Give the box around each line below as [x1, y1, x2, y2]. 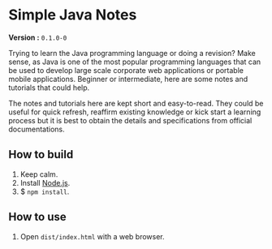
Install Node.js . [19, 178, 71, 187]
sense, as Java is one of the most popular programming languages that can [8, 57, 261, 67]
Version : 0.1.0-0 [8, 32, 67, 42]
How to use [8, 210, 67, 224]
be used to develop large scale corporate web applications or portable [8, 65, 244, 75]
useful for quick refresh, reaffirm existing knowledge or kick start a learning [8, 107, 261, 117]
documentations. [8, 124, 65, 134]
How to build [8, 148, 74, 161]
